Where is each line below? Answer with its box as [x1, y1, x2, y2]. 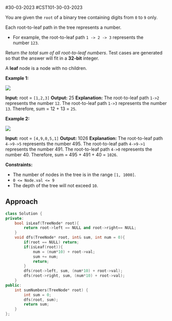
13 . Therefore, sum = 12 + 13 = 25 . [5, 105, 77, 112]
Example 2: [5, 116, 30, 121]
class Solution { [5, 211, 43, 216]
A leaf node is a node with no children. [5, 65, 87, 71]
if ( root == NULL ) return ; [24, 240, 80, 245]
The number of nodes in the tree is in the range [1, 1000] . [12, 172, 136, 177]
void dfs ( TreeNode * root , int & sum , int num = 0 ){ [14, 235, 125, 240]
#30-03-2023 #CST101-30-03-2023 [5, 5, 83, 10]
